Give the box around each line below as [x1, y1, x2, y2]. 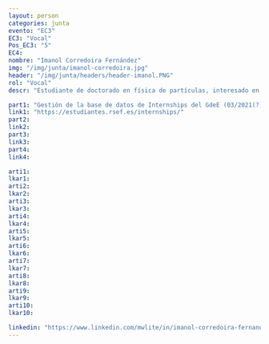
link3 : [8, 138, 30, 146]
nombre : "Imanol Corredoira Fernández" [8, 57, 142, 65]
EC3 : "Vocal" [8, 34, 52, 42]
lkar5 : [8, 234, 30, 243]
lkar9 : [8, 294, 30, 302]
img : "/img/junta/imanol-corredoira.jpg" [8, 64, 149, 72]
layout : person [8, 11, 59, 20]
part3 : [8, 131, 30, 139]
